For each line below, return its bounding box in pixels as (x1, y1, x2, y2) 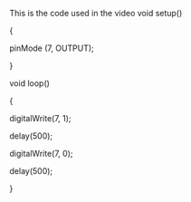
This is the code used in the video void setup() (9, 8, 183, 18)
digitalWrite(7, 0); (9, 149, 73, 159)
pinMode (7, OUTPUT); (9, 43, 95, 53)
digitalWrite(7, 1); (9, 113, 72, 123)
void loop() (9, 78, 50, 89)
